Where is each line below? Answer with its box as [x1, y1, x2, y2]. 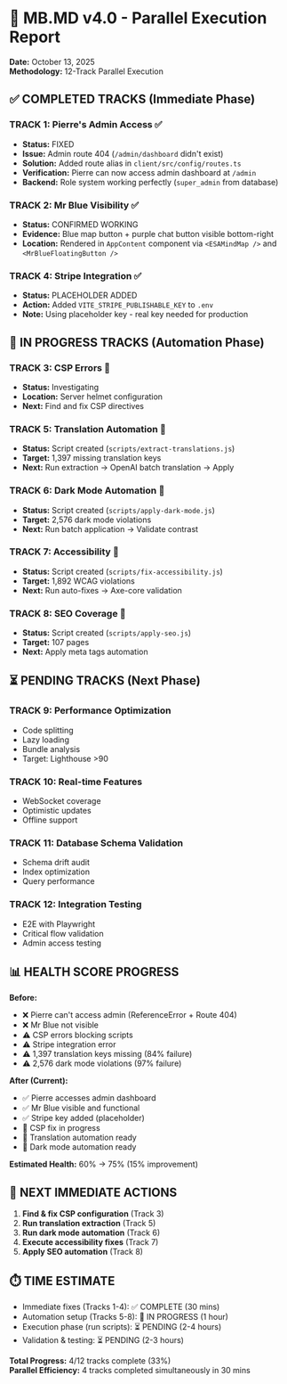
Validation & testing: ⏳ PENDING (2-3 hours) [21, 1335, 185, 1346]
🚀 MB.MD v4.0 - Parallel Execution [9, 8, 267, 29]
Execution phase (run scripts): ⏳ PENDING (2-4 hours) [21, 1322, 222, 1332]
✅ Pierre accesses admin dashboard [21, 1093, 156, 1103]
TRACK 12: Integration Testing [9, 898, 142, 911]
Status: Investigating [21, 381, 100, 392]
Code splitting [21, 725, 74, 735]
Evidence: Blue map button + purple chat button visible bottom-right [21, 228, 274, 239]
